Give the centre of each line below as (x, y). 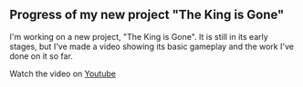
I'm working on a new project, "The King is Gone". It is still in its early (139, 36)
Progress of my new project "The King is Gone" (147, 15)
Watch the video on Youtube (63, 73)
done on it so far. (41, 56)
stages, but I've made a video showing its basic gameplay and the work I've (152, 46)
